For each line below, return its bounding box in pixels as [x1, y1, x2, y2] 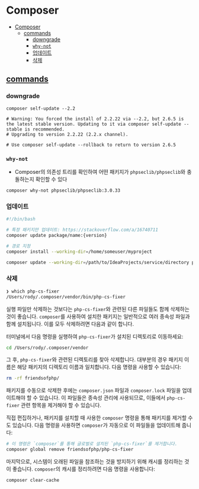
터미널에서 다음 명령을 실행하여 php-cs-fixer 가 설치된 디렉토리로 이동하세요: [6, 333, 184, 340]
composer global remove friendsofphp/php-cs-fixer [6, 446, 134, 453]
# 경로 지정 [6, 243, 31, 249]
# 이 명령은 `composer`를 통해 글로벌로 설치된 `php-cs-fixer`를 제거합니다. [6, 441, 178, 447]
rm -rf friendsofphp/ [6, 375, 60, 382]
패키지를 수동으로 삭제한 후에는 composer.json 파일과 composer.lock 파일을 [6, 387, 181, 394]
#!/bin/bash [6, 216, 36, 223]
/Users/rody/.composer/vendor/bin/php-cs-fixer [6, 294, 126, 300]
